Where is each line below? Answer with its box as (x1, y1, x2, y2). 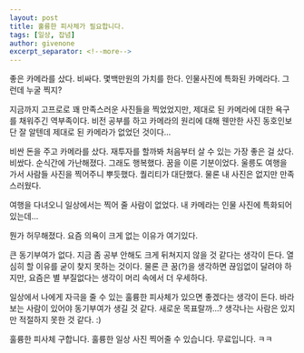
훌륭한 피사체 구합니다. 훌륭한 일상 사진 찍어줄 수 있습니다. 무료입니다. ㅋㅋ (9, 334, 273, 345)
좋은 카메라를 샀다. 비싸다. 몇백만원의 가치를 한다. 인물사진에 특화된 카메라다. (9, 74, 280, 85)
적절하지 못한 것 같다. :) (18, 315, 102, 326)
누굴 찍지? (25, 85, 63, 96)
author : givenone (9, 38, 75, 48)
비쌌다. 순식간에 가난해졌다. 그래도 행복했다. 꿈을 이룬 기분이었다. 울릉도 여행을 (9, 157, 288, 168)
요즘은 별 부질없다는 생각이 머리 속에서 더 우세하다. (28, 272, 208, 283)
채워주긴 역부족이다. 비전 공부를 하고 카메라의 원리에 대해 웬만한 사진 (18, 116, 261, 126)
